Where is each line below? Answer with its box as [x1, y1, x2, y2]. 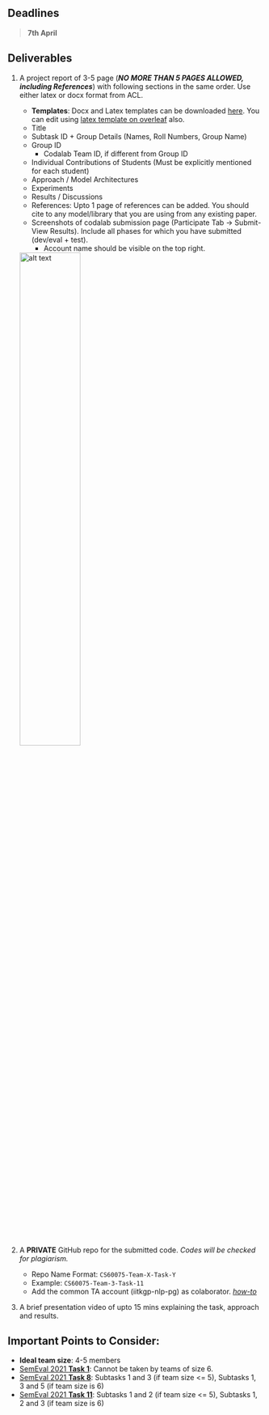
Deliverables [7, 52, 73, 66]
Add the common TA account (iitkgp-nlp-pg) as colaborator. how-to [31, 1286, 258, 1296]
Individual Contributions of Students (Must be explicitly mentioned [31, 157, 252, 167]
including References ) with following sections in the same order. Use [19, 81, 251, 91]
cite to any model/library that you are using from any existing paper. [31, 209, 258, 218]
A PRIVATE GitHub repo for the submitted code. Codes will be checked [19, 1245, 256, 1255]
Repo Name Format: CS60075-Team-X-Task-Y [31, 1269, 176, 1279]
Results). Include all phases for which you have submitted [49, 226, 242, 235]
